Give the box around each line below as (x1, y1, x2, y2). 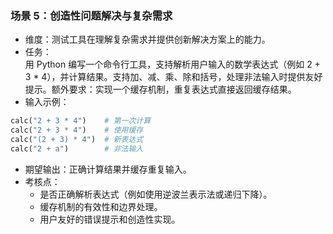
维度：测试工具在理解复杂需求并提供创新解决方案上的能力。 (24, 33, 271, 46)
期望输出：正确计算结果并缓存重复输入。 (24, 163, 192, 175)
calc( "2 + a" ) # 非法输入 (10, 143, 144, 154)
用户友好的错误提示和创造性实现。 (39, 213, 181, 225)
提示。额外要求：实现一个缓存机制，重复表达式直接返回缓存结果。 (24, 83, 297, 96)
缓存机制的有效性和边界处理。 (39, 200, 163, 212)
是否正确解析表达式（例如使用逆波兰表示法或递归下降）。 (39, 188, 273, 200)
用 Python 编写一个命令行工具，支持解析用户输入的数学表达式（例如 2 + (24, 58, 321, 71)
